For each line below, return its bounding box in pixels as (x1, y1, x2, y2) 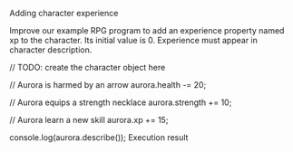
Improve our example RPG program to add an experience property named (9, 25, 285, 35)
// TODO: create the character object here (9, 62, 166, 72)
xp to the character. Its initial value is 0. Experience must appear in (9, 35, 259, 45)
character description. (9, 44, 93, 55)
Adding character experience (9, 8, 119, 18)
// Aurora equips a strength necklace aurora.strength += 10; (9, 97, 232, 108)
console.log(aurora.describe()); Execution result (9, 132, 189, 143)
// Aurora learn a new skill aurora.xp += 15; (9, 115, 169, 125)
